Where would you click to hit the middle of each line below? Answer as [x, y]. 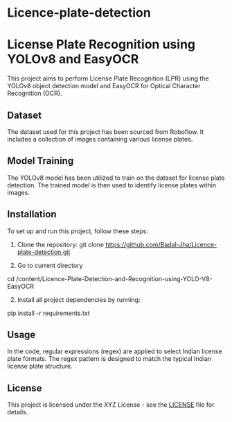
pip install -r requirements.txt [48, 313]
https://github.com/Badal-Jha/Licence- [161, 244]
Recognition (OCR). [35, 93]
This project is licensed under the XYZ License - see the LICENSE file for [111, 405]
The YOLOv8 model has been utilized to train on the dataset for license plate [116, 178]
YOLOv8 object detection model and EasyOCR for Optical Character [104, 86]
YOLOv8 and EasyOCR [73, 59]
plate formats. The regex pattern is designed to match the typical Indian [109, 359]
